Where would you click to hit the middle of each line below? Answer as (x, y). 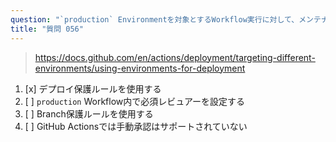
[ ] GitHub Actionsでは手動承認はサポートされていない (136, 126)
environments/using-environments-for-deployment (140, 68)
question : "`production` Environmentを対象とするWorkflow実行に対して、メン (162, 19)
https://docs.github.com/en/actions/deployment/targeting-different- (175, 57)
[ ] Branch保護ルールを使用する (89, 113)
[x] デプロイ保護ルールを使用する (93, 88)
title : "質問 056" (47, 29)
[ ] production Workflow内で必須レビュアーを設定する (135, 101)
